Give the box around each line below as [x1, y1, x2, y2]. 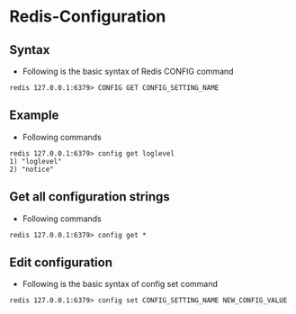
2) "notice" [9, 165, 54, 174]
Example [9, 108, 59, 123]
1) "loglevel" [9, 157, 63, 166]
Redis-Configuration [9, 6, 166, 27]
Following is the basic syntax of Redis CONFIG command [22, 66, 234, 76]
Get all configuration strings [9, 189, 171, 204]
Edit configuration [9, 255, 113, 271]
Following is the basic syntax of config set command [22, 279, 219, 290]
